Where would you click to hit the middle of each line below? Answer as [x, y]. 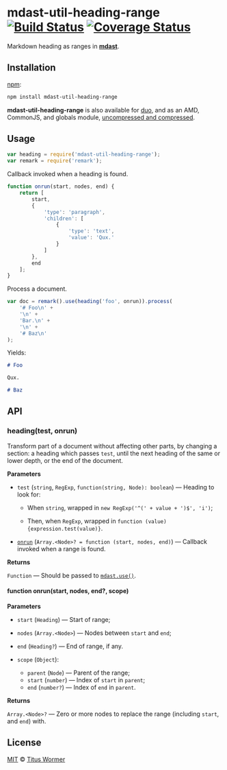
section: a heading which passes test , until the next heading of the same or [114, 453]
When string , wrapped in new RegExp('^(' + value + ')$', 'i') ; [120, 507]
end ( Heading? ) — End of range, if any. [70, 646]
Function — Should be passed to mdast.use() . [72, 575]
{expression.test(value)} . [65, 528]
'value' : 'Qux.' [91, 238]
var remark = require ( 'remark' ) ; [55, 161]
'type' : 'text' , [91, 231]
